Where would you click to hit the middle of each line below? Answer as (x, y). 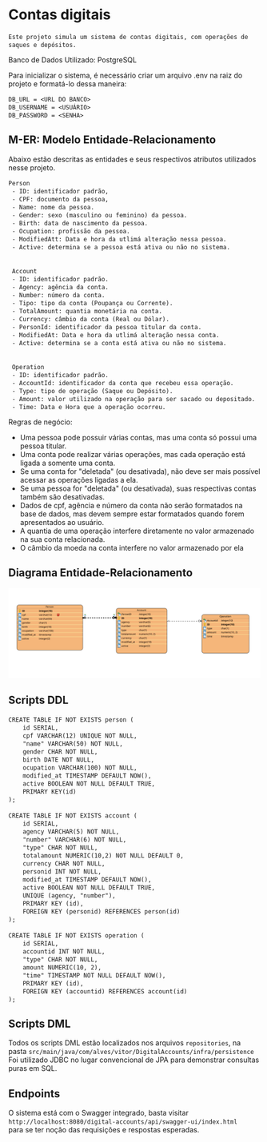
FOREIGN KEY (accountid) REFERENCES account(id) (105, 991)
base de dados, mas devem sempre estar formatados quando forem (132, 514)
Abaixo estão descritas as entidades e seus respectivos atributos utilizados (132, 159)
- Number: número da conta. (58, 295)
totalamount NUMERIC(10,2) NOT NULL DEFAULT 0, (103, 856)
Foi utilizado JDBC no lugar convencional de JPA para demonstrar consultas (134, 1060)
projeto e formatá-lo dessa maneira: (68, 84)
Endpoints (34, 1094)
